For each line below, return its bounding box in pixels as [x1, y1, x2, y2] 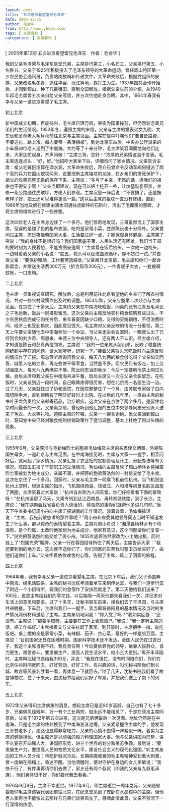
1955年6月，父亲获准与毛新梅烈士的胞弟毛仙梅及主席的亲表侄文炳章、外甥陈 [5, 445, 163, 451]
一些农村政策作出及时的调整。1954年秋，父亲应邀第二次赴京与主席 [22, 297, 161, 303]
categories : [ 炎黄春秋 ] [5, 36, 57, 41]
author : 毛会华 [5, 21, 35, 27]
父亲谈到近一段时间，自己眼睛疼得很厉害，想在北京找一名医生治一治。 [18, 379, 164, 385]
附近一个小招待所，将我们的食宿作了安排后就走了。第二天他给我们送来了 [9, 586, 159, 592]
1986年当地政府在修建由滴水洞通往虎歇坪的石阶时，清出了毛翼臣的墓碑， [5, 202, 156, 208]
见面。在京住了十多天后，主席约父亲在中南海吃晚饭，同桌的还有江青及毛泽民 [5, 303, 164, 309]
